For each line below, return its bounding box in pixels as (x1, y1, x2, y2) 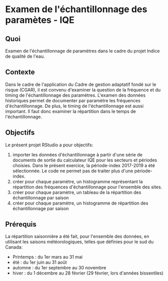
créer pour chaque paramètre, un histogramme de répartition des (12, 200, 149, 206)
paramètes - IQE (5, 14, 75, 26)
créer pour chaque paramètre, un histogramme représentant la (12, 178, 143, 184)
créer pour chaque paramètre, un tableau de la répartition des (12, 189, 141, 195)
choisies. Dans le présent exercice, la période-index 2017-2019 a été (12, 162, 155, 168)
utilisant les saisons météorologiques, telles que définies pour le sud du (5, 239, 154, 245)
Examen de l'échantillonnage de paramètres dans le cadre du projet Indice (5, 48, 160, 54)
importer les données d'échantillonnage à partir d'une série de (12, 151, 143, 157)
